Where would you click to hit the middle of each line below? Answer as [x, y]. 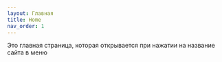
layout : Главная [30, 13]
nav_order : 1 [26, 26]
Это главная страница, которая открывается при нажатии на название [111, 46]
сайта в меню [27, 52]
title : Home [24, 20]
